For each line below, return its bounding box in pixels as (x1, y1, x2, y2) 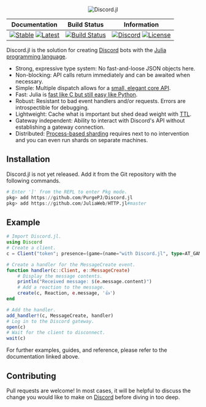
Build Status (67, 20, 104, 29)
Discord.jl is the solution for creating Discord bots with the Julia (6, 47, 167, 53)
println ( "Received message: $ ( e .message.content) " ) (17, 279, 152, 285)
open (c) (6, 324, 26, 330)
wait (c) (6, 335, 26, 341)
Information (123, 20, 159, 29)
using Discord (6, 239, 43, 245)
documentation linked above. (6, 353, 80, 360)
